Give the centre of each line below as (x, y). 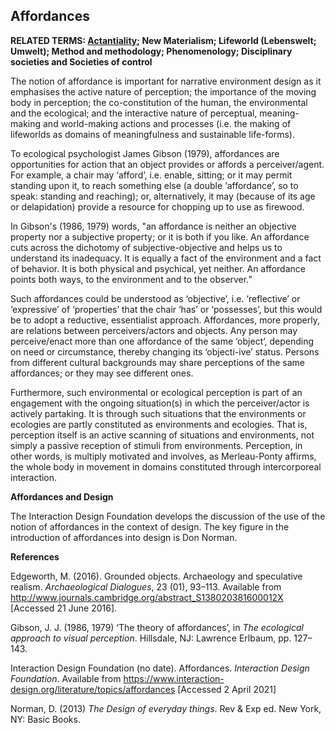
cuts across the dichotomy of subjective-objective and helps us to (146, 247)
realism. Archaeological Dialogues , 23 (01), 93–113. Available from (146, 586)
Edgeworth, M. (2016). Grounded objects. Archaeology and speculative (156, 576)
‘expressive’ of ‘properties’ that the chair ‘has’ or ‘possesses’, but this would (166, 309)
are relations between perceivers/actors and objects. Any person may (154, 330)
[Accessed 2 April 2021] (227, 689)
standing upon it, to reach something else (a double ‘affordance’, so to (154, 185)
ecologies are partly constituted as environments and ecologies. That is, (159, 424)
